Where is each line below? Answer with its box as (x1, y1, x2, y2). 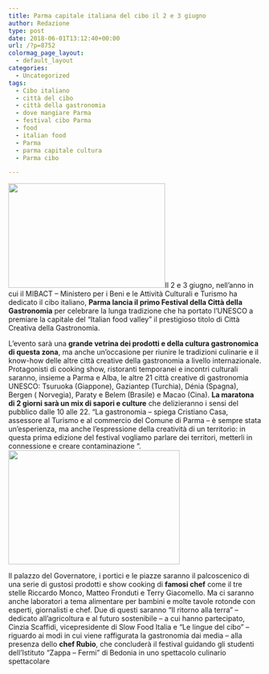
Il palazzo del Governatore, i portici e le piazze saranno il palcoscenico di (8, 571, 251, 581)
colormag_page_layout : (8, 49, 84, 57)
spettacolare (8, 656, 51, 666)
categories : (8, 64, 48, 72)
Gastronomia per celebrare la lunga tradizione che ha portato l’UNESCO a (8, 306, 254, 316)
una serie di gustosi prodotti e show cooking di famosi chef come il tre (8, 580, 243, 590)
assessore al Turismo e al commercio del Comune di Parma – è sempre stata (8, 416, 262, 425)
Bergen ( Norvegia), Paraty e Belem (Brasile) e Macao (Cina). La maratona (8, 390, 255, 400)
